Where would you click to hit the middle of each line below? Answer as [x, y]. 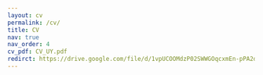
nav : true [24, 37]
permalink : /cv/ [34, 23]
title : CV [24, 30]
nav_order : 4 [29, 45]
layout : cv [25, 15]
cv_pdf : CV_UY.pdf [37, 52]
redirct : [22, 59]
